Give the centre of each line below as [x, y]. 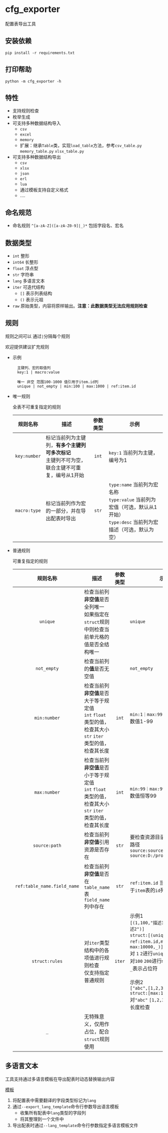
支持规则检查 [25, 111]
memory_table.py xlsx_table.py [52, 152]
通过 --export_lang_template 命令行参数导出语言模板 [65, 1106]
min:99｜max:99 [147, 789]
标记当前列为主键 [66, 437]
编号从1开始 [70, 475]
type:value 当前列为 [132, 499]
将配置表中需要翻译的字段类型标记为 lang [54, 1100]
